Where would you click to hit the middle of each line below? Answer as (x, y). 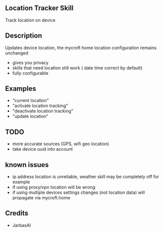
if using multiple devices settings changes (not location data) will (79, 192)
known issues (27, 165)
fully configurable (30, 73)
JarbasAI (22, 225)
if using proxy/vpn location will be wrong (54, 187)
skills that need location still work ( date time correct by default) (77, 68)
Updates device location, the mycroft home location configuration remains (81, 48)
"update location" (30, 116)
